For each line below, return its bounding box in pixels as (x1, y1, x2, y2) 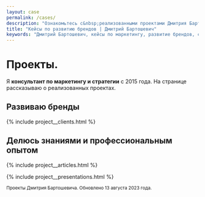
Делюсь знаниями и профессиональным (6, 136, 173, 146)
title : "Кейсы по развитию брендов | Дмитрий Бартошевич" (6, 26, 157, 32)
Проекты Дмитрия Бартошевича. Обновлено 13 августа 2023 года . (6, 185, 153, 191)
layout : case (6, 9, 40, 15)
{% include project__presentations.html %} (6, 173, 114, 180)
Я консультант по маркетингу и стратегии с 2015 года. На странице (6, 78, 187, 85)
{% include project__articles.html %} (6, 161, 98, 168)
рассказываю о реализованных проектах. (6, 85, 116, 92)
